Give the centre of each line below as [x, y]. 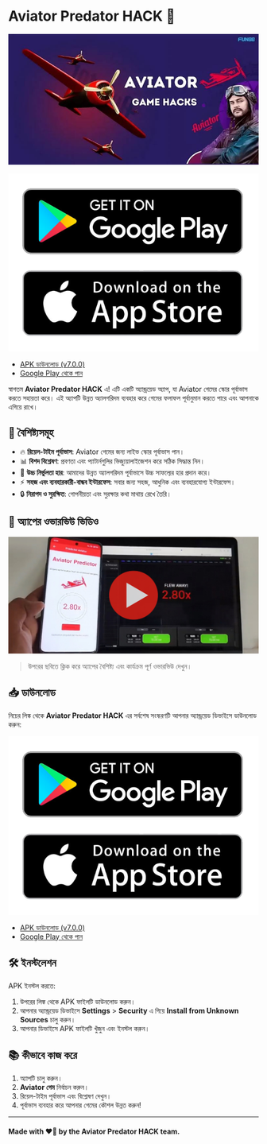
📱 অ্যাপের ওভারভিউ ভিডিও [54, 522]
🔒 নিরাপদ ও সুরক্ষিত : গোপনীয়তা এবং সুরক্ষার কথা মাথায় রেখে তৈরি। [96, 494]
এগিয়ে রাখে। [23, 407]
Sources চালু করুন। [48, 1020]
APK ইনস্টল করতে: [32, 986]
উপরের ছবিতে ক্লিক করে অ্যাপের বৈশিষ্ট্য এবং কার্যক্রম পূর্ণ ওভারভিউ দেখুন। [110, 666]
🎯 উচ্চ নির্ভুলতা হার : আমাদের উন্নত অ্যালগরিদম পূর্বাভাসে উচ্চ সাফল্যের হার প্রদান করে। [116, 473]
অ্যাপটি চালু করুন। [41, 1078]
